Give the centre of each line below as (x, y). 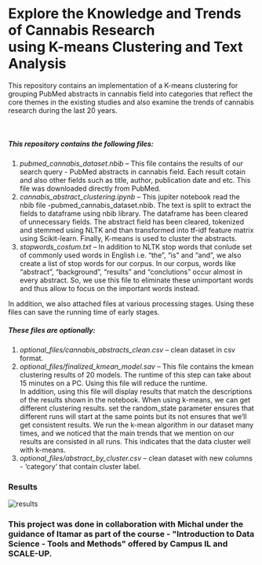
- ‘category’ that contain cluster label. (80, 466)
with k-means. (43, 450)
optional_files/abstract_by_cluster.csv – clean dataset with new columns (136, 458)
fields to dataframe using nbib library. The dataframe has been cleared (134, 213)
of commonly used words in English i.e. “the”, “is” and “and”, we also (130, 255)
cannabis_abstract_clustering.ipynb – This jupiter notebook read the (130, 196)
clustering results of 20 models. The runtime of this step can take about (135, 374)
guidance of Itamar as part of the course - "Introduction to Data (131, 534)
